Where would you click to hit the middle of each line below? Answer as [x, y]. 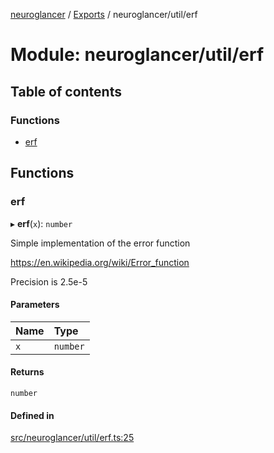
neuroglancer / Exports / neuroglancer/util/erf [104, 14]
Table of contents [66, 91]
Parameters [35, 305]
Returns [27, 372]
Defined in [32, 415]
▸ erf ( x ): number [41, 223]
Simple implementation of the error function [100, 243]
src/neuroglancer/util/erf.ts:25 [72, 438]
